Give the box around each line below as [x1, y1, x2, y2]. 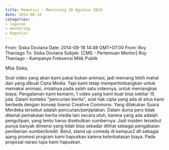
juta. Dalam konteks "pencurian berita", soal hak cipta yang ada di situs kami [5, 96, 164, 102]
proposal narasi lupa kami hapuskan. [5, 139, 82, 145]
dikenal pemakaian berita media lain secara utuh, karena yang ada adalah [5, 112, 158, 118]
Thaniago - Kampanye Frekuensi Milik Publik [5, 55, 98, 61]
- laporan [5, 21, 26, 27]
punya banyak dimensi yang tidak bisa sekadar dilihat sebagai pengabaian [5, 123, 160, 129]
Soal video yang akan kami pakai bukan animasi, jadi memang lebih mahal [5, 75, 159, 81]
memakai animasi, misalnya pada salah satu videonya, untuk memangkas [5, 86, 157, 91]
